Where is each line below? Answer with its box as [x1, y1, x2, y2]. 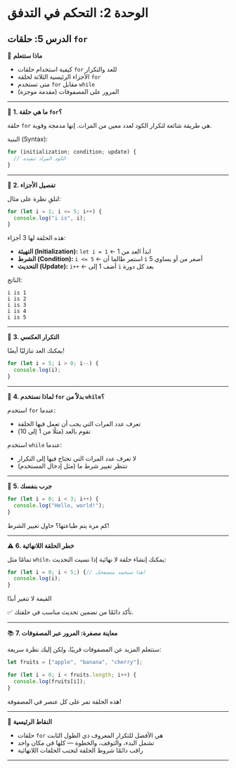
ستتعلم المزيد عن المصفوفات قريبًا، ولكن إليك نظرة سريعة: [7, 645, 162, 654]
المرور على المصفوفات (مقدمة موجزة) [17, 88, 119, 95]
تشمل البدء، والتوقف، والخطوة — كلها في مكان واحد [17, 739, 155, 747]
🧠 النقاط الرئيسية [7, 717, 53, 726]
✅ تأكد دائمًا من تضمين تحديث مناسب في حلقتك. [7, 608, 134, 616]
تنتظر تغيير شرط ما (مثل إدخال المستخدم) [17, 461, 128, 470]
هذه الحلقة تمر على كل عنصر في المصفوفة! [7, 697, 122, 706]
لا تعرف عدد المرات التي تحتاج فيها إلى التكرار [17, 454, 137, 463]
